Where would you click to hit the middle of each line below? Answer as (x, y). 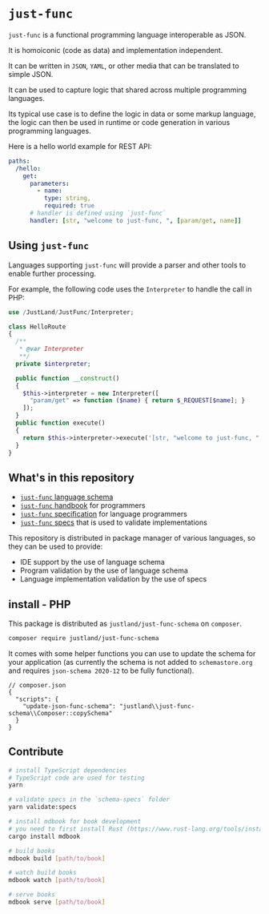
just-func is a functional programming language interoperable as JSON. (127, 34)
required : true (69, 206)
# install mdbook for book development (75, 822)
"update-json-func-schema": (69, 706)
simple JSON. (31, 74)
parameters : (49, 183)
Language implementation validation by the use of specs (113, 579)
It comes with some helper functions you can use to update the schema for (132, 653)
